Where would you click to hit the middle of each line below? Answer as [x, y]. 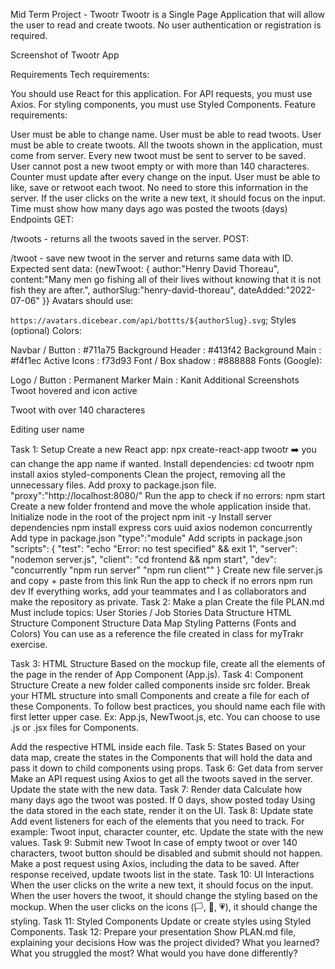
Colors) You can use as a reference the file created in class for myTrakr [157, 633]
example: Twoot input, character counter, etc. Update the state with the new [167, 832]
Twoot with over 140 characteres [78, 410]
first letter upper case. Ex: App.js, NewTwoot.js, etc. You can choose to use [165, 717]
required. [29, 35]
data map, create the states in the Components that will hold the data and [161, 757]
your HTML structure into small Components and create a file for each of [160, 695]
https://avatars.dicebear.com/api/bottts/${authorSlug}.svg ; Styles [153, 320]
